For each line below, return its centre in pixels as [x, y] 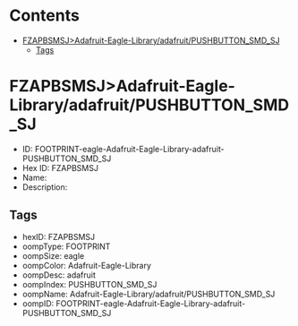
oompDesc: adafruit [59, 275]
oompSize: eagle [53, 255]
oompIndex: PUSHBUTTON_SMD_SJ [89, 284]
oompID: [38, 303]
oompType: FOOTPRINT [66, 246]
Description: [45, 187]
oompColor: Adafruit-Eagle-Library [87, 265]
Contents [45, 16]
